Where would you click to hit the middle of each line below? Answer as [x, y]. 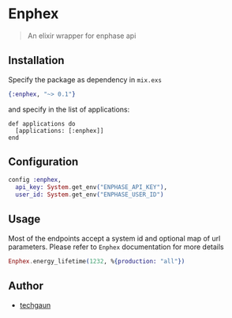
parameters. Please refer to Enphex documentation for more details [116, 247]
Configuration [43, 162]
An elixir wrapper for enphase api [82, 36]
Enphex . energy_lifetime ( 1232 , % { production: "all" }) [97, 261]
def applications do [42, 123]
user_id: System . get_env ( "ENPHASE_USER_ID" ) [90, 195]
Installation [36, 61]
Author [26, 286]
